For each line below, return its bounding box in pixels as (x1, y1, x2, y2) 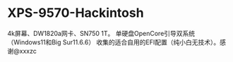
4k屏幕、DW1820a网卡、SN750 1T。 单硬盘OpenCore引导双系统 (7, 29, 196, 37)
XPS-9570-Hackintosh (7, 5, 144, 21)
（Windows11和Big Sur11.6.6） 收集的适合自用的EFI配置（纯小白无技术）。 (7, 37, 220, 46)
